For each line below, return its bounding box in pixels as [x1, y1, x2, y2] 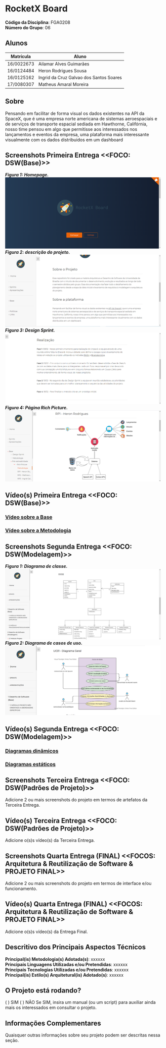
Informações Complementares [5, 1019, 101, 1027]
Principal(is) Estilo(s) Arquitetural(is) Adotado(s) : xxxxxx [5, 972, 124, 978]
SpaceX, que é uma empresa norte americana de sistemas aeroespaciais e [5, 115, 158, 121]
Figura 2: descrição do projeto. [5, 249, 70, 255]
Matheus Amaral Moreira [38, 81, 89, 87]
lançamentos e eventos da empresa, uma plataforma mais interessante [5, 131, 149, 137]
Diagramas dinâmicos [5, 747, 59, 754]
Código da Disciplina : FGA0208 [5, 19, 71, 25]
